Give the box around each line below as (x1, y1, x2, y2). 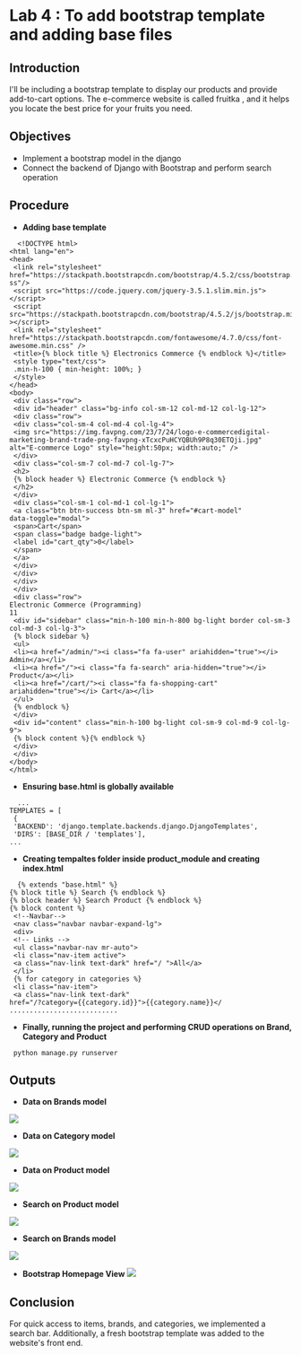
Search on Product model (21, 1199, 119, 1210)
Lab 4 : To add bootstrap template (9, 5, 266, 26)
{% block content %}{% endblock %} (13, 733, 146, 743)
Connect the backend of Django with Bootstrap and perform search (21, 162, 271, 173)
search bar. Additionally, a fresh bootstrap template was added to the (9, 1328, 265, 1339)
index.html (21, 862, 64, 873)
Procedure (9, 198, 70, 214)
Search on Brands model (21, 1233, 116, 1244)
